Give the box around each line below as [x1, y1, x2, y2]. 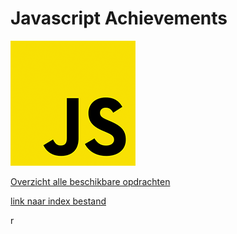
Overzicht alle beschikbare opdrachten [10, 175, 171, 187]
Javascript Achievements [10, 7, 228, 30]
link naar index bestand [10, 195, 107, 207]
